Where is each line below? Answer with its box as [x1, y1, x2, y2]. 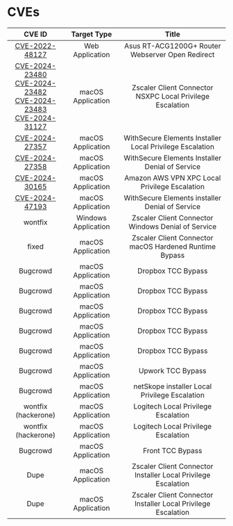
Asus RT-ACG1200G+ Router [123, 41, 221, 51]
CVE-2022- [15, 41, 57, 51]
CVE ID [24, 29, 47, 39]
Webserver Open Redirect [130, 49, 215, 59]
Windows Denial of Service [128, 222, 217, 231]
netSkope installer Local [133, 381, 212, 391]
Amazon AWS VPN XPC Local [124, 173, 221, 183]
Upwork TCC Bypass [138, 365, 207, 375]
